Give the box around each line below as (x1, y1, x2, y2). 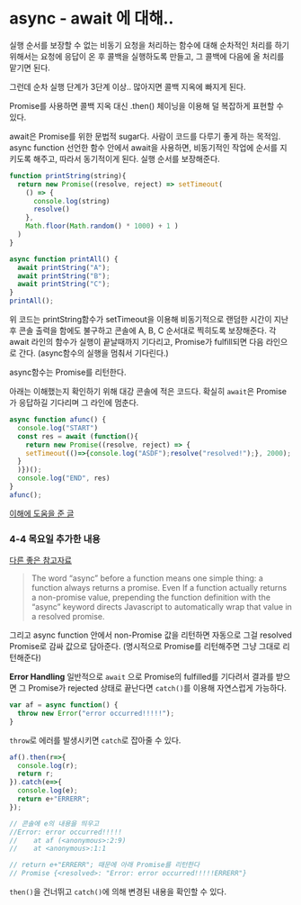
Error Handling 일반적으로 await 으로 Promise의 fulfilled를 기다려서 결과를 (9, 672, 274, 683)
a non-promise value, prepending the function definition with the (31, 592, 271, 603)
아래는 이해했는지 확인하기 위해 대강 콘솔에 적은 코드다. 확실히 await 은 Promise (9, 386, 288, 397)
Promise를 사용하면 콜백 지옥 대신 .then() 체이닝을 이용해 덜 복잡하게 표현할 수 (9, 100, 285, 111)
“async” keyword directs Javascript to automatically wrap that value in (31, 602, 292, 612)
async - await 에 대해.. (9, 8, 174, 29)
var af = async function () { (9, 701, 119, 710)
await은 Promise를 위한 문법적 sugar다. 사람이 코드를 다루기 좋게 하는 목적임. (9, 131, 281, 141)
